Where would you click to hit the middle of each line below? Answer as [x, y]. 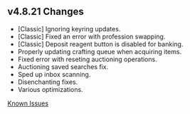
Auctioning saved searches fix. [63, 66]
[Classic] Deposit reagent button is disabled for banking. [100, 44]
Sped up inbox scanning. [54, 74]
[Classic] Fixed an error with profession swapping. [91, 36]
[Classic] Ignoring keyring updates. [69, 28]
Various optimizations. [50, 89]
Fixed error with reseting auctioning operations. [88, 59]
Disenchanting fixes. [48, 82]
